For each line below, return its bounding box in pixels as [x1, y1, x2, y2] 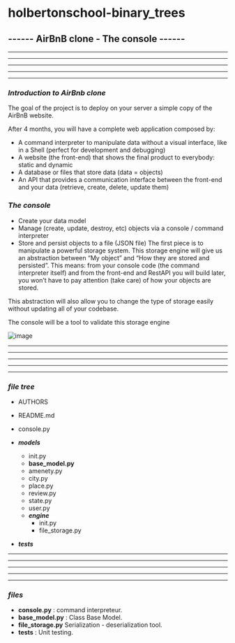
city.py [28, 474, 48, 482]
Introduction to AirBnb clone [8, 87, 107, 97]
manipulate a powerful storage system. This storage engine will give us [17, 246, 222, 255]
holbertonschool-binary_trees [8, 5, 185, 21]
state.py [28, 496, 52, 504]
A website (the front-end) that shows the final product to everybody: [17, 153, 215, 162]
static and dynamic [17, 161, 73, 169]
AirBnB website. [8, 111, 54, 120]
